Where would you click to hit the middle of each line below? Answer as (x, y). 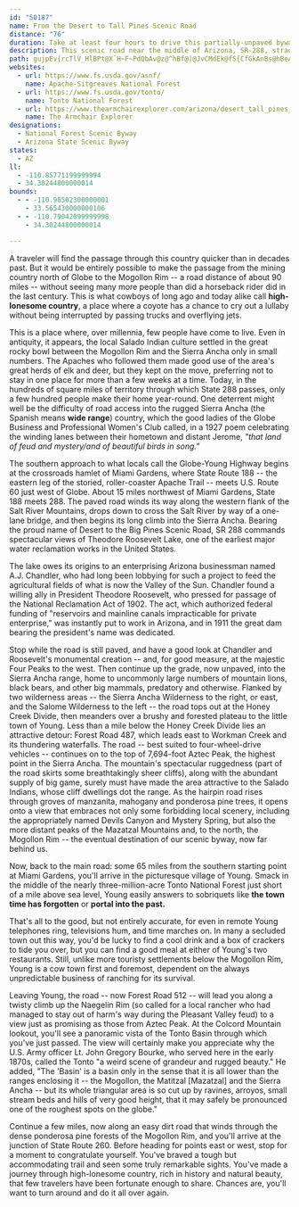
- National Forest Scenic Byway (77, 134)
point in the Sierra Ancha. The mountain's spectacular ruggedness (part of (146, 763)
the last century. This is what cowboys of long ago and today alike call (138, 296)
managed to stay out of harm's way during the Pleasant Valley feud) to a (141, 1014)
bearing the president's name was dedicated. (92, 632)
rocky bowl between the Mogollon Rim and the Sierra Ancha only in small (143, 351)
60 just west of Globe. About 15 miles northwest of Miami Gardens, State (142, 492)
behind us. (28, 848)
